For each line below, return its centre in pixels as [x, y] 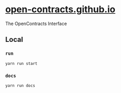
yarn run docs [20, 85]
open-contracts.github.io [60, 9]
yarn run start [21, 63]
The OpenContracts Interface [36, 24]
